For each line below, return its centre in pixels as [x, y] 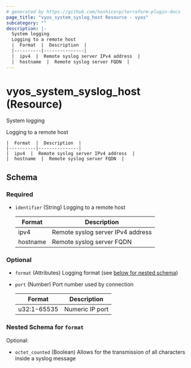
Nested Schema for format [45, 327]
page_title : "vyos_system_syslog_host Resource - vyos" [77, 17]
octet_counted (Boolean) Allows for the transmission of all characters [100, 352]
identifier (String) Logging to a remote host [70, 208]
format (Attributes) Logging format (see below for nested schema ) [96, 273]
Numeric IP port [86, 309]
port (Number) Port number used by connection [74, 284]
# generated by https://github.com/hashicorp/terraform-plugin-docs [93, 12]
